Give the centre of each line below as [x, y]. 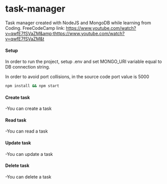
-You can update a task [29, 154]
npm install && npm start [32, 86]
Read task [16, 120]
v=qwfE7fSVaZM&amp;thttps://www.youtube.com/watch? [65, 33]
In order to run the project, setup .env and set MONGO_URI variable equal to [83, 62]
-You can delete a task [28, 176]
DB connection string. [28, 67]
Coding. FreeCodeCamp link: [35, 28]
